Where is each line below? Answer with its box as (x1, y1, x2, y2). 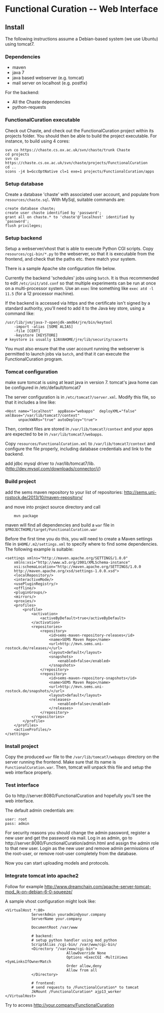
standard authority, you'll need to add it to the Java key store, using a (5, 305, 145, 312)
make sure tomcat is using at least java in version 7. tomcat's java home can (5, 380, 158, 386)
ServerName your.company (31, 916, 82, 921)
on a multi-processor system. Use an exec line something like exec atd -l (5, 286, 154, 291)
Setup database (5, 180, 44, 187)
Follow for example (5, 883, 44, 890)
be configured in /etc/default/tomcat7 (5, 385, 81, 390)
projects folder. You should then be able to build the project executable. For (5, 133, 157, 139)
